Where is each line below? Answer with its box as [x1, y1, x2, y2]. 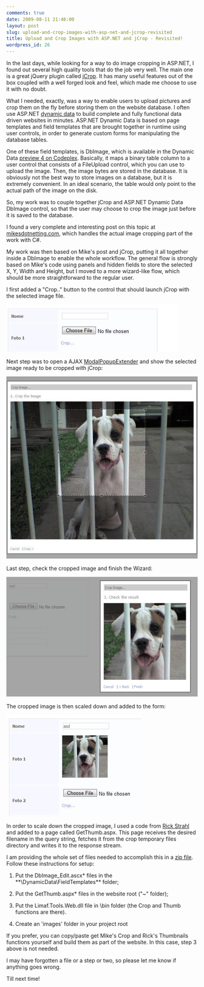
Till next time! [6, 975, 41, 982]
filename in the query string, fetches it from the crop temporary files [6, 835, 177, 843]
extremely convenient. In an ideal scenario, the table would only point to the [6, 180, 196, 187]
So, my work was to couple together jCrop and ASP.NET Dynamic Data [6, 199, 183, 205]
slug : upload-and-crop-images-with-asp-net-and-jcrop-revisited [6, 29, 172, 35]
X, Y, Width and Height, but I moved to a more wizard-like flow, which [6, 268, 180, 274]
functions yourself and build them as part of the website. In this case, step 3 [6, 938, 197, 946]
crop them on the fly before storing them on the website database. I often [6, 104, 190, 111]
